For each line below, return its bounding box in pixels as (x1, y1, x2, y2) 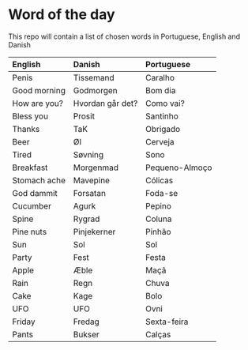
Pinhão (145, 226, 171, 237)
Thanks (12, 123, 40, 134)
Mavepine (73, 175, 111, 186)
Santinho (145, 111, 179, 122)
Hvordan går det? (73, 97, 138, 108)
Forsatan (73, 187, 107, 198)
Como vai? (145, 97, 186, 108)
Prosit (73, 111, 95, 122)
